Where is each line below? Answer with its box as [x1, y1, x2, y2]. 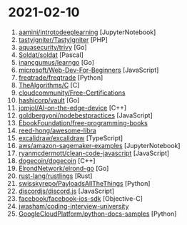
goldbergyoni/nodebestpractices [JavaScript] [18, 111, 153, 120]
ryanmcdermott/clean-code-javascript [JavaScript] [18, 149, 170, 157]
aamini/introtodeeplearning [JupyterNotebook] [18, 28, 156, 36]
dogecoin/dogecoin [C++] [18, 156, 96, 164]
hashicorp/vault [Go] [18, 95, 80, 104]
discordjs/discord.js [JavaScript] [18, 187, 115, 195]
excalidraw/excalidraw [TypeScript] [18, 133, 123, 142]
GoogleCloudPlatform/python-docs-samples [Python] [18, 209, 177, 218]
